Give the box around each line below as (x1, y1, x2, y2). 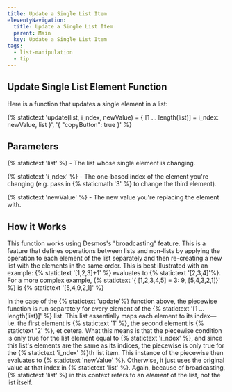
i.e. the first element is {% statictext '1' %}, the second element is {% (7, 319, 204, 327)
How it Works (7, 220, 67, 233)
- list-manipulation (13, 49, 73, 56)
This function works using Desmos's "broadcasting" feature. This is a (7, 239, 206, 247)
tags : (7, 42, 23, 49)
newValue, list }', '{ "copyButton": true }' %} (7, 120, 132, 129)
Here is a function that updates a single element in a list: (7, 99, 168, 108)
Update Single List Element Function (7, 81, 167, 93)
